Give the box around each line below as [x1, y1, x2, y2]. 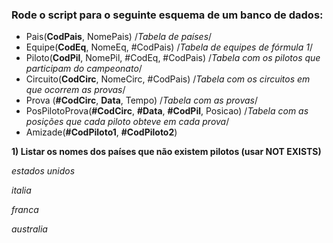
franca [11, 204, 39, 216]
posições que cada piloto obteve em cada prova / [25, 116, 230, 128]
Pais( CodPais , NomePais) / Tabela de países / [25, 31, 213, 43]
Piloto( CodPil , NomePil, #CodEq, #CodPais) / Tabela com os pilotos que [25, 52, 321, 64]
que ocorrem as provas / [25, 84, 126, 96]
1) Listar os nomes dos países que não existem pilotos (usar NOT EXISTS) [11, 146, 322, 158]
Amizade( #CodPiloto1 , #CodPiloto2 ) [25, 126, 178, 138]
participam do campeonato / [25, 63, 143, 75]
